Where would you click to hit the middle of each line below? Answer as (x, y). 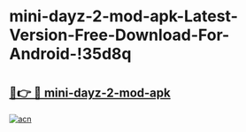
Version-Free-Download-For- (119, 35)
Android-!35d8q (70, 54)
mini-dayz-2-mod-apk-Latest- (124, 16)
